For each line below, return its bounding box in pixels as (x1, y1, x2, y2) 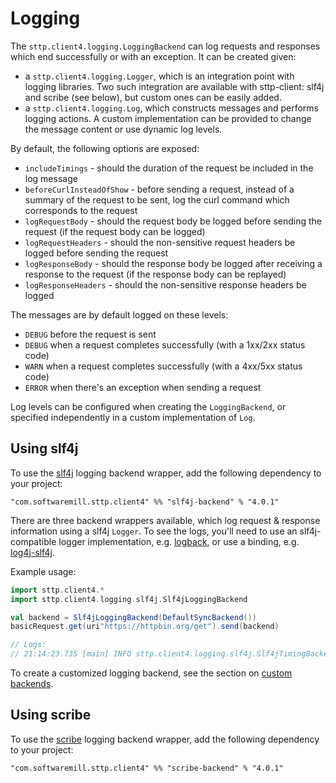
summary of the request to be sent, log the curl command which (24, 193, 290, 206)
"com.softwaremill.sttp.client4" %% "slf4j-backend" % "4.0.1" (10, 497, 280, 507)
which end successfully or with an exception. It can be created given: (10, 50, 297, 62)
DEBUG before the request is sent (24, 328, 157, 340)
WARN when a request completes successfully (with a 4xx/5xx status (24, 360, 303, 372)
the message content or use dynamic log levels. (24, 123, 223, 135)
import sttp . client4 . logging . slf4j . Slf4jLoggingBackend (10, 594, 248, 604)
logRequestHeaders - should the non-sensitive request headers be (24, 236, 296, 248)
